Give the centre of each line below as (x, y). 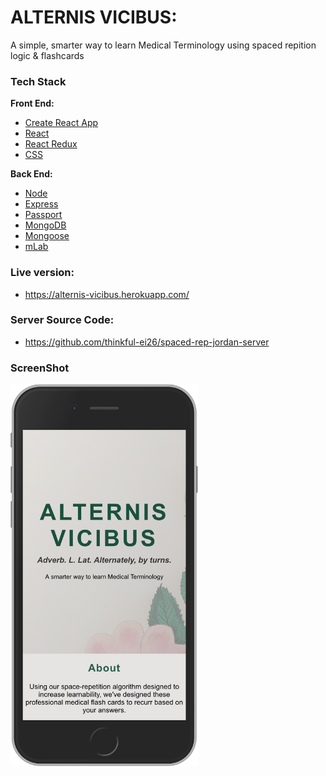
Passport (43, 215)
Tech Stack (38, 81)
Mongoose (47, 236)
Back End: (31, 174)
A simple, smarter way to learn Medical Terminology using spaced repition (163, 45)
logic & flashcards (47, 55)
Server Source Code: (62, 320)
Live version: (42, 273)
